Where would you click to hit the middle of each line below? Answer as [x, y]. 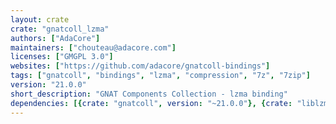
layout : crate [40, 19]
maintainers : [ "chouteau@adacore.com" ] [93, 47]
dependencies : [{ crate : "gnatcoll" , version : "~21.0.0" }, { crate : [151, 103]
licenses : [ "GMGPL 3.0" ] [62, 57]
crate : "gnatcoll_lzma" [60, 29]
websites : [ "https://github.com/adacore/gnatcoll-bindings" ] [140, 66]
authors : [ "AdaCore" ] [55, 38]
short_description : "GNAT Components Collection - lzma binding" [149, 94]
